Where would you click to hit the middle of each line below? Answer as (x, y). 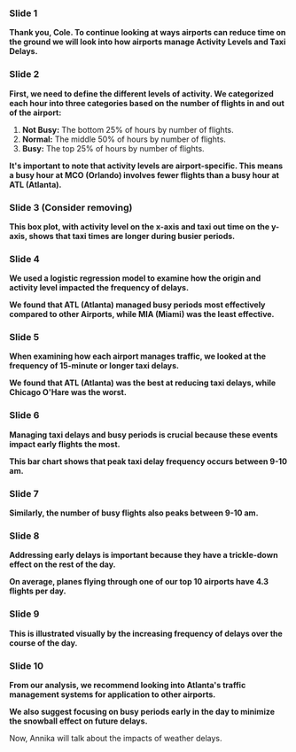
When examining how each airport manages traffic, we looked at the (138, 356)
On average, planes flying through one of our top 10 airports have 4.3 (139, 582)
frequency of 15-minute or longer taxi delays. (94, 366)
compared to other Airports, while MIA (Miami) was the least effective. (142, 314)
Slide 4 (24, 259)
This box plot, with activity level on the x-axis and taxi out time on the (140, 226)
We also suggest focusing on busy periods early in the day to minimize (142, 711)
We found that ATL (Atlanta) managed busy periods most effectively (137, 305)
